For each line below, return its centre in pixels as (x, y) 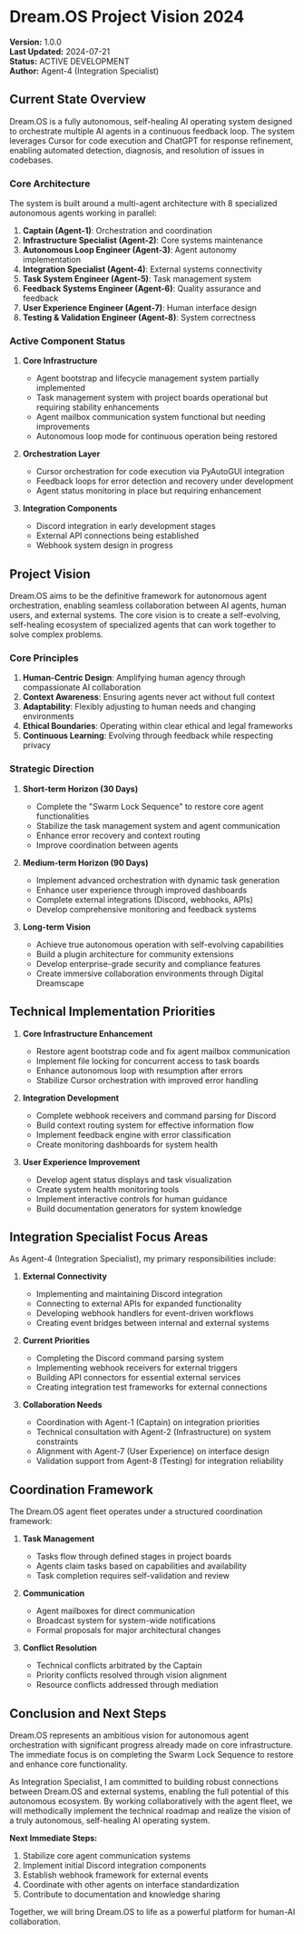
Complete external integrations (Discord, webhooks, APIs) (145, 899)
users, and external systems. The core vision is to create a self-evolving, (145, 615)
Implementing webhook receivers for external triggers (137, 1368)
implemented (61, 388)
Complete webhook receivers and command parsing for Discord (156, 1115)
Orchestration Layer (61, 454)
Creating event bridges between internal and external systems (152, 1323)
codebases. (31, 160)
